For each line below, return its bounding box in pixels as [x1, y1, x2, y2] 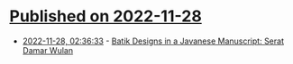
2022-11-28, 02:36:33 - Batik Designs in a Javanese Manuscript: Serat [22, 36, 284, 46]
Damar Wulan [22, 44, 74, 55]
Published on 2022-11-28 [9, 6, 203, 27]
